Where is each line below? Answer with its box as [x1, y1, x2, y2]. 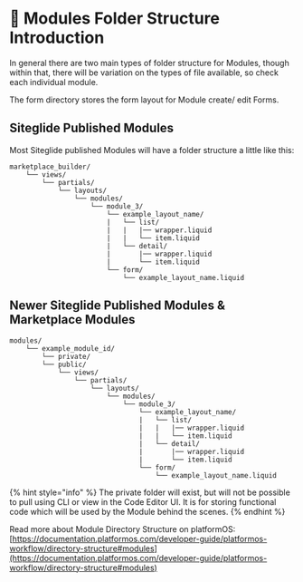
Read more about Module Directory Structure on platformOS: [9, 523, 236, 534]
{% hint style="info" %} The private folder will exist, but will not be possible [9, 487, 291, 498]
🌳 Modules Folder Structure [9, 8, 220, 29]
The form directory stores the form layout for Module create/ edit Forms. [9, 94, 279, 105]
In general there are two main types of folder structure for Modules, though [9, 57, 289, 68]
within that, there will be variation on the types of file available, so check [9, 67, 279, 78]
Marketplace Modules [9, 312, 136, 327]
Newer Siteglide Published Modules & [9, 298, 226, 314]
